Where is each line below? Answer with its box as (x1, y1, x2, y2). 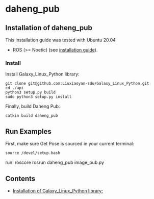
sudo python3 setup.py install (5, 94, 72, 99)
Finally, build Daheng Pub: (5, 103, 60, 110)
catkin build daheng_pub (5, 113, 58, 118)
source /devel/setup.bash (5, 151, 60, 156)
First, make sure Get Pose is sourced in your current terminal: (5, 141, 134, 147)
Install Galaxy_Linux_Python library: (5, 71, 80, 77)
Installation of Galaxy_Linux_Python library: (12, 187, 103, 194)
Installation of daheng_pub (5, 23, 93, 32)
